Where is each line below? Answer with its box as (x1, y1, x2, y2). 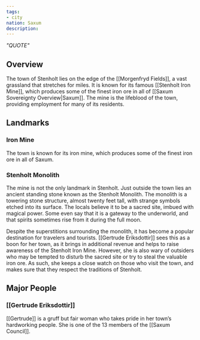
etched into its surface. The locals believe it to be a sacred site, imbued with (6, 204, 194, 211)
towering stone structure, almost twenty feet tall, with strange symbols (6, 197, 181, 204)
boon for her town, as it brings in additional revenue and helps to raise (6, 241, 179, 248)
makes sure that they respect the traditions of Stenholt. (6, 266, 143, 273)
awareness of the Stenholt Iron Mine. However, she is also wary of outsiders (6, 247, 195, 254)
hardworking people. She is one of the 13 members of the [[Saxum (6, 321, 171, 328)
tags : (6, 8, 20, 15)
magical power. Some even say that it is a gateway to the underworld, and (6, 210, 189, 217)
